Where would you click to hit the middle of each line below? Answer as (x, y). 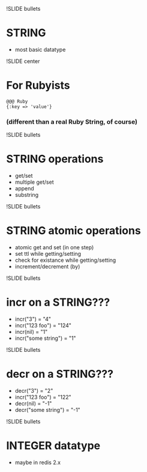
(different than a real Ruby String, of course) (72, 121)
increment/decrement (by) (47, 267)
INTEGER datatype (53, 446)
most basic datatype (40, 49)
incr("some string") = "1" (45, 338)
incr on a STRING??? (58, 302)
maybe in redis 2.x (38, 462)
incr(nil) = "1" (31, 331)
